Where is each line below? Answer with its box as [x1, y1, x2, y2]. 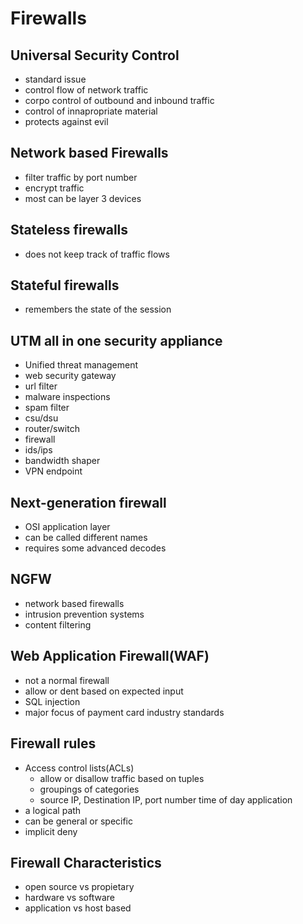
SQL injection [24, 695, 81, 707]
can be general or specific [24, 815, 134, 827]
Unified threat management [24, 359, 138, 371]
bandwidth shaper [24, 455, 101, 467]
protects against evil [24, 116, 109, 127]
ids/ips [24, 444, 53, 456]
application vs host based [24, 902, 132, 914]
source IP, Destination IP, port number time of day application [39, 793, 293, 806]
